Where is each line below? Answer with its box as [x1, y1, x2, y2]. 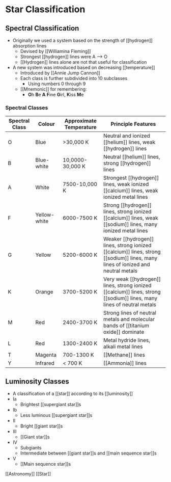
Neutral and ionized [103, 132, 150, 140]
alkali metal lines [103, 343, 143, 350]
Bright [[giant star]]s [20, 423, 63, 429]
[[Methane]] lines [103, 352, 145, 359]
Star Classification [5, 4, 85, 15]
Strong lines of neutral [103, 309, 157, 316]
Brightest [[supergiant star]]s [20, 401, 81, 408]
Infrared [35, 360, 55, 367]
